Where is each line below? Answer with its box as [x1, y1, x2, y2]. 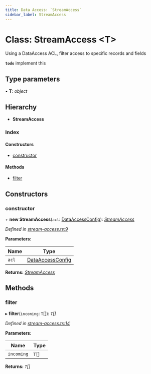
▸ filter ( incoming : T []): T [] [5, 310, 56, 317]
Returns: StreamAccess [5, 269, 55, 275]
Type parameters [5, 75, 60, 83]
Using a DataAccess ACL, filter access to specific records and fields [5, 50, 146, 56]
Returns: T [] [5, 363, 31, 369]
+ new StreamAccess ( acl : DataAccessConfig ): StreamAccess [5, 216, 134, 222]
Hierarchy [5, 103, 37, 111]
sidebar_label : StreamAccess [5, 12, 66, 17]
